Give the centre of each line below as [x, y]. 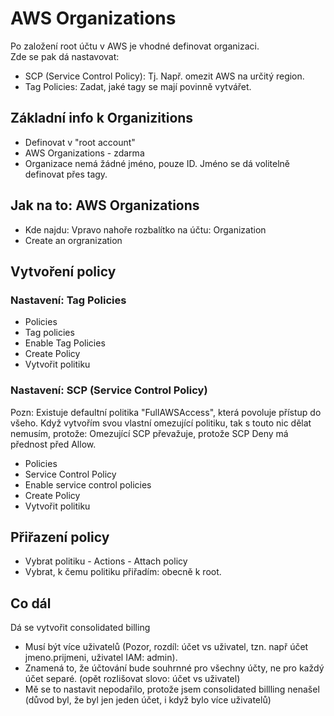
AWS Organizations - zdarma [84, 153]
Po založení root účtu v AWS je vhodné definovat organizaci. [135, 46]
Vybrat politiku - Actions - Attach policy [106, 561]
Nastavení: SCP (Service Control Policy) [109, 390]
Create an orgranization [73, 240]
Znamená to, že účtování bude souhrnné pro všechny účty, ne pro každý [174, 668]
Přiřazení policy [60, 537]
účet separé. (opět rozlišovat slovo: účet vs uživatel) [132, 679]
